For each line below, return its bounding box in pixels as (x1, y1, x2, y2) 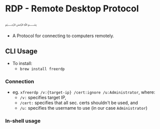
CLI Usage (5, 47, 38, 56)
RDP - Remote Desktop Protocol (5, 3, 139, 14)
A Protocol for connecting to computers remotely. (12, 33, 115, 39)
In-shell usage (5, 117, 41, 124)
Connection (5, 78, 34, 85)
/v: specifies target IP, (19, 95, 66, 101)
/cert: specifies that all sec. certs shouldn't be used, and (19, 100, 138, 106)
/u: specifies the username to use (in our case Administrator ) (19, 105, 148, 111)
